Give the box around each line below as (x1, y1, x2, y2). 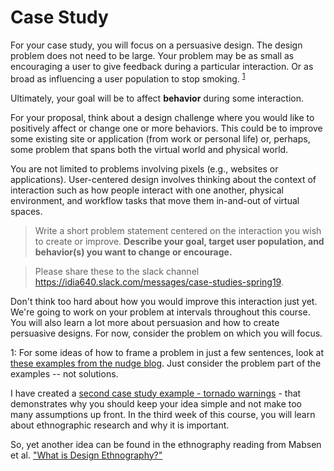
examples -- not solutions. (10, 367, 119, 380)
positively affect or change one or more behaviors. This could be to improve (10, 122, 323, 134)
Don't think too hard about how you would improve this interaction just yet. (10, 295, 318, 307)
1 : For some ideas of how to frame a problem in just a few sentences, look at (10, 346, 325, 358)
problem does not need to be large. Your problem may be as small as (10, 49, 295, 61)
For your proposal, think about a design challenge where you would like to (10, 111, 315, 123)
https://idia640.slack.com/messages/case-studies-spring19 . (34, 276, 284, 288)
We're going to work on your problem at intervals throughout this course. (10, 306, 311, 318)
